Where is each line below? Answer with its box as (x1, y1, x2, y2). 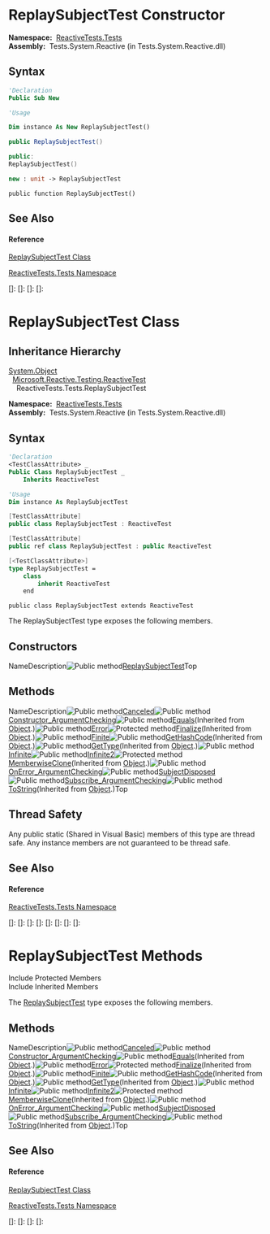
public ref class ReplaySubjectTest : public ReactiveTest (8, 542, 212, 550)
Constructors (8, 640, 78, 654)
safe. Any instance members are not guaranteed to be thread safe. (8, 837, 231, 847)
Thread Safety (8, 807, 83, 822)
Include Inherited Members (8, 982, 99, 992)
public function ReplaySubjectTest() (8, 189, 136, 198)
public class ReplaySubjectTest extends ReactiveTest (8, 602, 195, 610)
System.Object (8, 366, 58, 376)
